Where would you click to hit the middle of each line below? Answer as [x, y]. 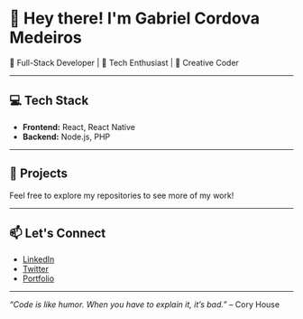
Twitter [36, 269]
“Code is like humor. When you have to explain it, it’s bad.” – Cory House [145, 305]
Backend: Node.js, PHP [66, 136]
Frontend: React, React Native [79, 127]
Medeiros [46, 38]
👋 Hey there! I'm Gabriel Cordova [134, 19]
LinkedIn [38, 259]
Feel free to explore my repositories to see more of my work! [122, 195]
